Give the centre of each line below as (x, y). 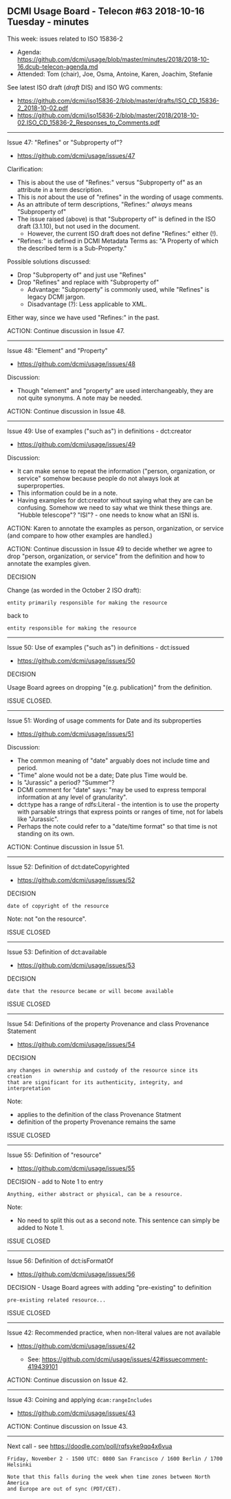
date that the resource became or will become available (90, 991)
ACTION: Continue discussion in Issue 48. (66, 411)
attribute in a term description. (60, 189)
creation (20, 1076)
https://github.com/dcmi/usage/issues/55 (76, 1168)
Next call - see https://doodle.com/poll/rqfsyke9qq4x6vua (90, 1446)
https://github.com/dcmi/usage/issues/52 (76, 880)
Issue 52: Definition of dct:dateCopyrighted (68, 867)
